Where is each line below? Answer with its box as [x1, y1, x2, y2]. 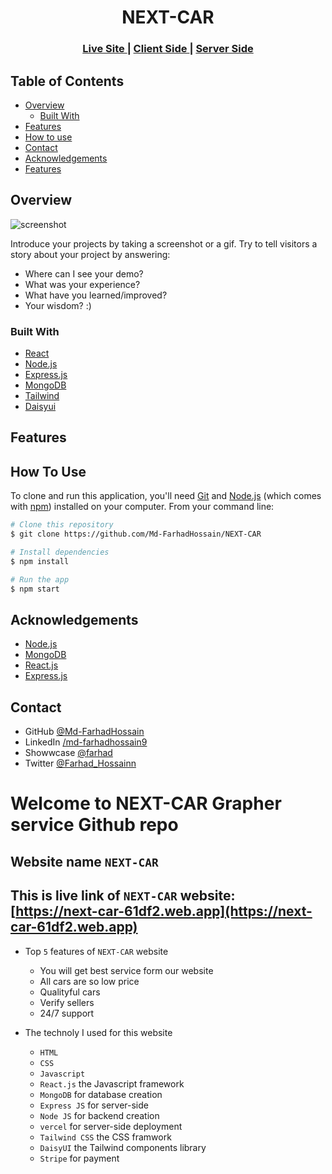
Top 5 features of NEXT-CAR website [24, 945, 169, 957]
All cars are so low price [39, 975, 140, 987]
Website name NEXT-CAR [10, 853, 159, 870]
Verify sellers [39, 996, 95, 1008]
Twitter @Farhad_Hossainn [24, 757, 137, 770]
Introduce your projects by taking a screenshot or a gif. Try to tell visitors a [10, 237, 318, 250]
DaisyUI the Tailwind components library [39, 1141, 207, 1153]
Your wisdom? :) [24, 299, 92, 311]
